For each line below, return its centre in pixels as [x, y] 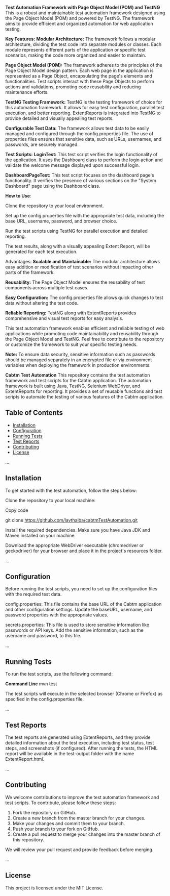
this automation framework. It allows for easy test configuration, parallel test [85, 107]
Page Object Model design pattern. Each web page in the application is [79, 70]
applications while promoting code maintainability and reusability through [82, 333]
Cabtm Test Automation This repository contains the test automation [78, 375]
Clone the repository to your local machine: [50, 500]
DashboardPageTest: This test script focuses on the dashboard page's [80, 175]
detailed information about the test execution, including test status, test [80, 743]
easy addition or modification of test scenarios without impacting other [79, 267]
